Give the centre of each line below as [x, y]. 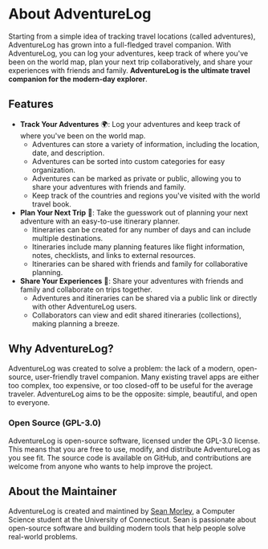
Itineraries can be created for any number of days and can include [141, 229]
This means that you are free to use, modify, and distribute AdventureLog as [134, 449]
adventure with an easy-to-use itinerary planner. [100, 221]
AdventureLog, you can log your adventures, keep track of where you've [128, 53]
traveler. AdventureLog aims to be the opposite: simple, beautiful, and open [133, 394]
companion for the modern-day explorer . [78, 79]
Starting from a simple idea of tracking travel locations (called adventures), [132, 36]
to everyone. [29, 402]
